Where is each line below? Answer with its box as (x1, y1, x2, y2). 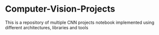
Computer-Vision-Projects (5, 3, 115, 15)
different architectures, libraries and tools (5, 24, 89, 30)
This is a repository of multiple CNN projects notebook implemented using (5, 19, 155, 25)
